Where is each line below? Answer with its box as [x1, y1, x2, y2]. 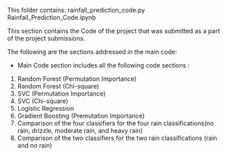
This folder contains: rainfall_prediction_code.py [7, 6, 146, 14]
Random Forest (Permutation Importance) [17, 75, 137, 83]
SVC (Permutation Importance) [17, 90, 106, 97]
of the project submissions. [7, 34, 86, 42]
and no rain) [17, 141, 52, 149]
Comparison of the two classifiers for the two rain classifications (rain [17, 134, 217, 142]
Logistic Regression [17, 104, 75, 112]
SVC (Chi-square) [17, 97, 68, 105]
